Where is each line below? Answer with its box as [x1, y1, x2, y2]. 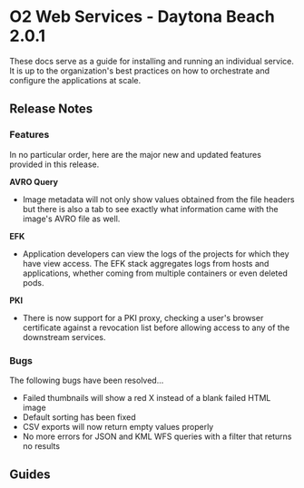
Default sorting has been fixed [22, 411, 136, 423]
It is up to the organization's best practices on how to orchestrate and [9, 65, 270, 76]
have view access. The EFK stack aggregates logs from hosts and [22, 258, 270, 268]
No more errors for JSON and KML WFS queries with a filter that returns [22, 431, 292, 442]
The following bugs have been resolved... [9, 375, 164, 386]
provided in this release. [9, 159, 100, 170]
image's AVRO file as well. [22, 213, 121, 224]
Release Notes [9, 102, 93, 117]
